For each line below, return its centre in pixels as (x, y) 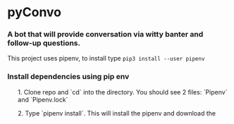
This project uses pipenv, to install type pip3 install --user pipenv (106, 58)
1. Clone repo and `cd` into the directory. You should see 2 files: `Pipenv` (122, 92)
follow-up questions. (44, 43)
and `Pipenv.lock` (43, 99)
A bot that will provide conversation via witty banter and (105, 35)
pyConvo (35, 12)
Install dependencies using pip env (68, 77)
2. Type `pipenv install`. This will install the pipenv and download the (117, 113)
